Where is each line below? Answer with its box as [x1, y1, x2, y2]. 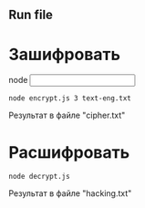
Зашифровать [8, 44, 120, 65]
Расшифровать [8, 141, 130, 162]
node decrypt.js [8, 172, 70, 182]
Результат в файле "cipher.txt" [8, 109, 126, 121]
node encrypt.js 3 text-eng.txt [8, 94, 131, 103]
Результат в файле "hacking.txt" [8, 188, 132, 199]
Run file [8, 7, 54, 23]
